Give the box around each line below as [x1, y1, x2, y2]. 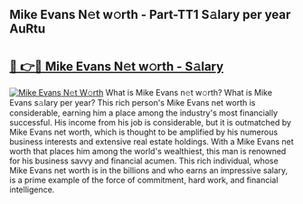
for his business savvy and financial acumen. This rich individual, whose [9, 155, 279, 166]
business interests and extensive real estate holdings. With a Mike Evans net [9, 136, 294, 147]
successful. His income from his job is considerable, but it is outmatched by [9, 117, 292, 127]
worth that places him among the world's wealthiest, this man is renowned [9, 146, 287, 156]
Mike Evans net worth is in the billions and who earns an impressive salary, [9, 165, 289, 175]
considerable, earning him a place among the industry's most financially [9, 107, 279, 118]
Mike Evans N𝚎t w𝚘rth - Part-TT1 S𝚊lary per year [9, 7, 291, 23]
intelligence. [9, 184, 55, 195]
